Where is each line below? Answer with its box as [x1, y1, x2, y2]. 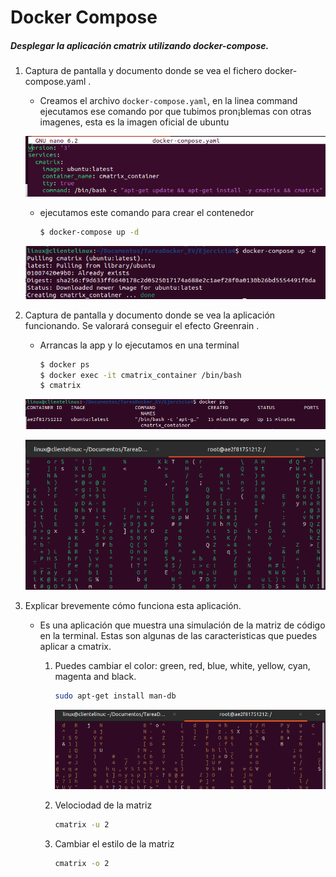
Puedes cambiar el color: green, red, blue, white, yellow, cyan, [54, 659, 311, 671]
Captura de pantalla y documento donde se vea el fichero [24, 65, 263, 77]
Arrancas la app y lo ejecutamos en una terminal [39, 339, 240, 351]
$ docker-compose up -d [39, 227, 140, 238]
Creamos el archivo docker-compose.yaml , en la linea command [39, 95, 298, 107]
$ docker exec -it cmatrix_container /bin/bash [39, 370, 242, 380]
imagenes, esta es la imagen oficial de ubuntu [39, 116, 230, 128]
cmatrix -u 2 [54, 820, 110, 830]
